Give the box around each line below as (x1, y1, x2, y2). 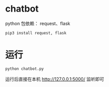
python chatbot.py (5, 66, 44, 71)
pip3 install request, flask (5, 30, 67, 35)
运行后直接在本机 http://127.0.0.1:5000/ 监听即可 (5, 76, 104, 82)
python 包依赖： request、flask (5, 20, 71, 26)
